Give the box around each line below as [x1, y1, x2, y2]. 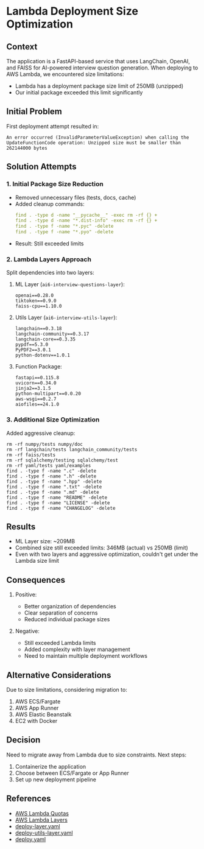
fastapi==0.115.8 [15, 375, 60, 381]
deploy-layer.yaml [15, 822, 60, 830]
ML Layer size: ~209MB [15, 538, 75, 545]
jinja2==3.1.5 [15, 386, 51, 392]
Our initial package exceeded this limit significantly [15, 89, 143, 96]
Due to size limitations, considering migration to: [6, 686, 128, 694]
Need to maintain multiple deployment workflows [24, 652, 148, 660]
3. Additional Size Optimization [6, 415, 100, 424]
